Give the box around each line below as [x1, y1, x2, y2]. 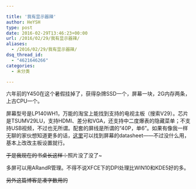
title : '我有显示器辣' [6, 14, 56, 19]
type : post [6, 25, 33, 31]
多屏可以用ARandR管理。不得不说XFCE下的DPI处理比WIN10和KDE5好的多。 [6, 164, 190, 171]
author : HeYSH [6, 19, 41, 25]
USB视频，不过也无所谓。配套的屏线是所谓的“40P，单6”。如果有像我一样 [11, 124, 188, 132]
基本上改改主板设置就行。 [6, 139, 68, 147]
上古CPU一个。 [6, 97, 43, 104]
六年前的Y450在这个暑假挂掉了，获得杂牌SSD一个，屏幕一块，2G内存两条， [6, 90, 191, 97]
